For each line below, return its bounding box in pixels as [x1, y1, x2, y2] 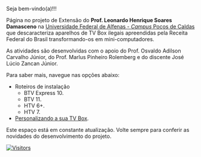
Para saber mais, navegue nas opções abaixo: [6, 72, 120, 78]
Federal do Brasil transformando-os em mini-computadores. [6, 36, 154, 42]
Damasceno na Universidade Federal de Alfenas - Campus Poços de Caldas [6, 23, 195, 30]
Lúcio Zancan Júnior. [6, 60, 58, 67]
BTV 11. [23, 96, 42, 103]
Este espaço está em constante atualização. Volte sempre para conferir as [6, 127, 190, 133]
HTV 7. [23, 109, 41, 115]
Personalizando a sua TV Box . [14, 115, 89, 122]
